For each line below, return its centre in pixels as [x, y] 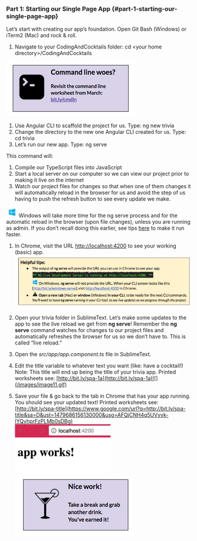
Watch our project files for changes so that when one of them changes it [103, 186]
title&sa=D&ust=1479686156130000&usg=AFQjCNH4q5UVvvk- [91, 415]
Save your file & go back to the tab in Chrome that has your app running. [102, 396]
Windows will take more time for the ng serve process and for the [98, 215]
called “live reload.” [38, 343]
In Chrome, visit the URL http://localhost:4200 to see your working [95, 246]
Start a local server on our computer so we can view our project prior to [102, 174]
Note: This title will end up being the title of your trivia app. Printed [95, 372]
